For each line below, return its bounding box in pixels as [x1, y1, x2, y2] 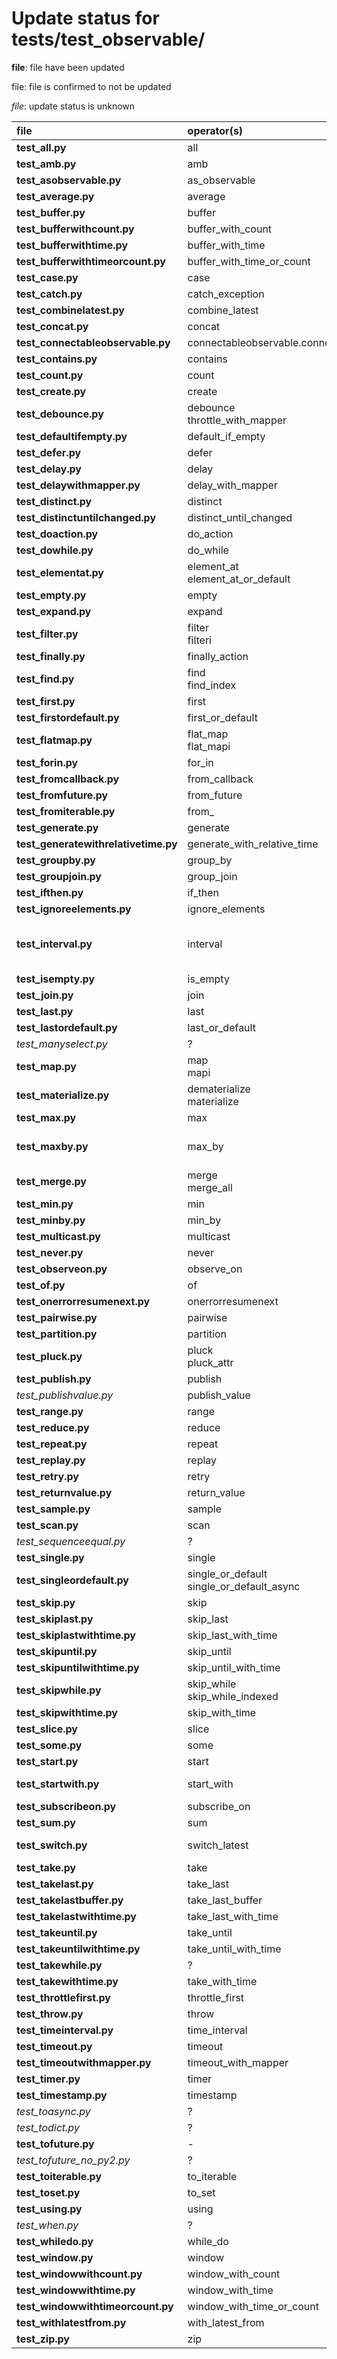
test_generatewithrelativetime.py [16, 837, 178, 851]
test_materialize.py [16, 1088, 110, 1102]
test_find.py [16, 672, 75, 686]
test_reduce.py [16, 1420, 90, 1434]
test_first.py [16, 694, 76, 708]
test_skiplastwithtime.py [16, 1628, 136, 1642]
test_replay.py [16, 1453, 86, 1467]
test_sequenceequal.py [16, 1534, 126, 1548]
